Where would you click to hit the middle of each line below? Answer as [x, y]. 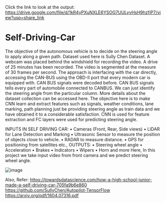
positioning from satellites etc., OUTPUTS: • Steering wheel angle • [74, 145]
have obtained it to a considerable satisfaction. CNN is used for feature [77, 114]
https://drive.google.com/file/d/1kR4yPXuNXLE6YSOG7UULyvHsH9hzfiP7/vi [83, 12]
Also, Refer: [17, 179]
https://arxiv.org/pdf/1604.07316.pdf [42, 195]
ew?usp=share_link [25, 18]
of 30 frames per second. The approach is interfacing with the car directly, [81, 72]
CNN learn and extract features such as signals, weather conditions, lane [80, 104]
